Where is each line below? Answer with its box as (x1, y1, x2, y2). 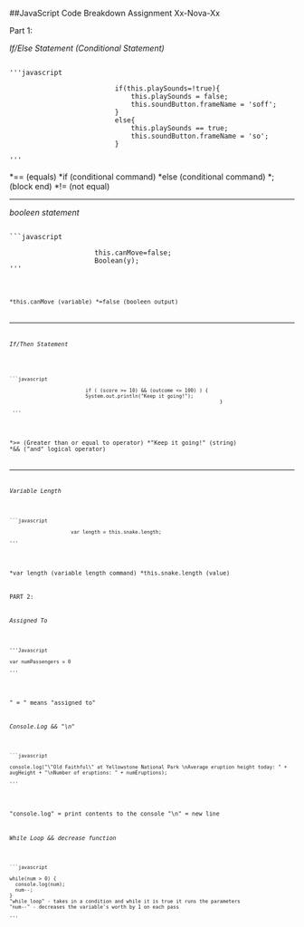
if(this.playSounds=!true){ (114, 84, 221, 93)
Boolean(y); (94, 256, 140, 266)
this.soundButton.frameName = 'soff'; (130, 100, 278, 109)
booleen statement (9, 208, 80, 217)
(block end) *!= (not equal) (9, 181, 110, 191)
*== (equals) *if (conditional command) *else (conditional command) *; (9, 171, 275, 182)
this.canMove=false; (94, 248, 172, 257)
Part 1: (9, 25, 33, 35)
